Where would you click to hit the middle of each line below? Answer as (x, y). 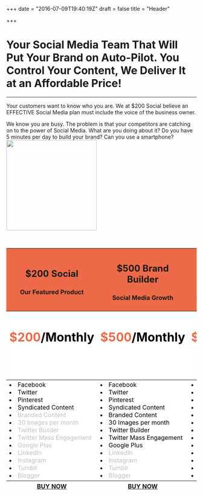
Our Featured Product (52, 292)
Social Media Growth (143, 298)
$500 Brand (143, 268)
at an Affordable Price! (64, 83)
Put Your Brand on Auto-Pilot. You (93, 58)
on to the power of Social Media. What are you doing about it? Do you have (100, 130)
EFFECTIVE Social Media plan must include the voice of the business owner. (101, 112)
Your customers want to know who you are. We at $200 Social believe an (97, 106)
